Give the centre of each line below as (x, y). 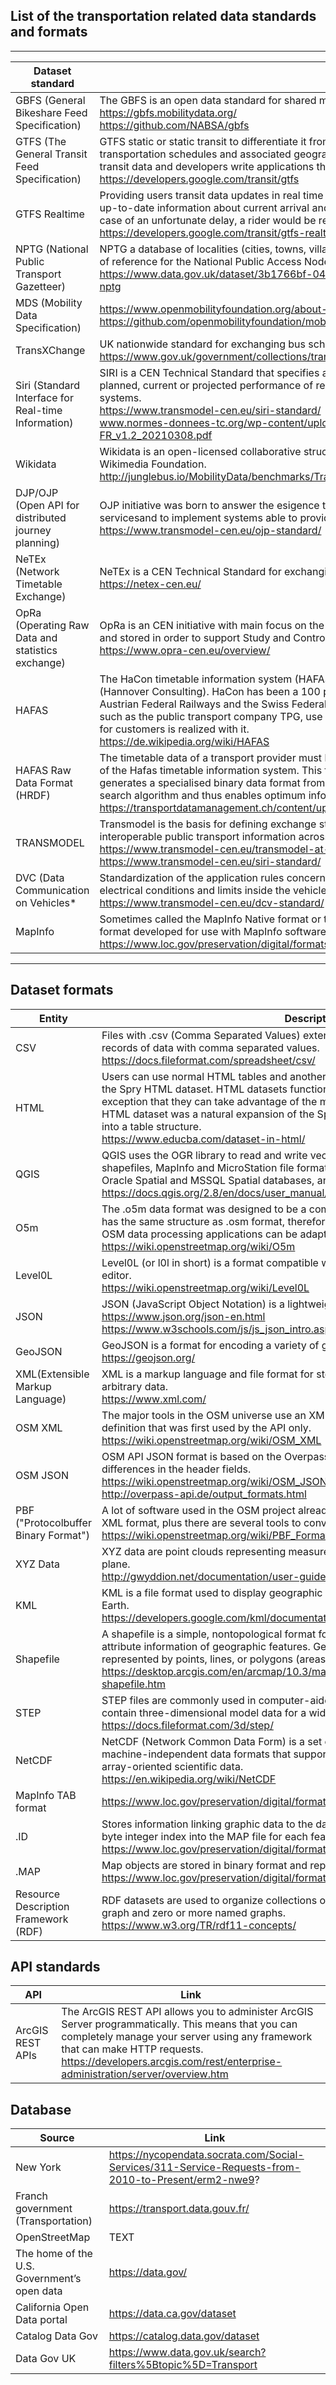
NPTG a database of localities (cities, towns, (203, 249)
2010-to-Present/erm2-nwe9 (181, 2180)
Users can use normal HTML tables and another (214, 1076)
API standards (55, 1967)
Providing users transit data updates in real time (211, 195)
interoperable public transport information (198, 836)
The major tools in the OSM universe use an (204, 1415)
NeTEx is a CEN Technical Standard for (190, 571)
